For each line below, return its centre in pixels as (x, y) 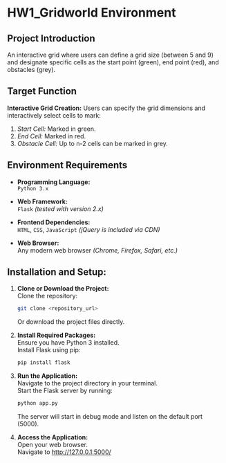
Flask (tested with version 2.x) (60, 208)
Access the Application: (53, 437)
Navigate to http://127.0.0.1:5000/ (64, 452)
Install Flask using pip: (49, 350)
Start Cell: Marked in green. (56, 129)
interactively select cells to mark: (54, 115)
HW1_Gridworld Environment (92, 13)
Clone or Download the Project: (63, 289)
